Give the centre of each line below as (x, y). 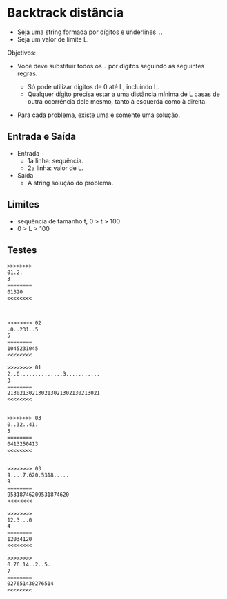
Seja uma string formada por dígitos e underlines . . (90, 32)
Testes (22, 250)
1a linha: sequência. (56, 160)
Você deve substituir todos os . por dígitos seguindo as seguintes (111, 66)
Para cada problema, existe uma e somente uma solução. (99, 115)
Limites (23, 204)
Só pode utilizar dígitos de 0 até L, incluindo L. (93, 86)
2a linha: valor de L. (56, 168)
